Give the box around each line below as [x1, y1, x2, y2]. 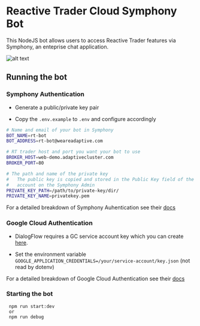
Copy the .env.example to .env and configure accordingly [14, 115, 157, 122]
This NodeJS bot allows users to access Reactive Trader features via [6, 37, 176, 44]
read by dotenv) [14, 263, 55, 270]
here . [14, 239, 28, 246]
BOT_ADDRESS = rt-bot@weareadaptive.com [6, 138, 103, 144]
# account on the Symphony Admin [6, 182, 95, 188]
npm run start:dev [8, 303, 55, 309]
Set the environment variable [14, 250, 87, 258]
